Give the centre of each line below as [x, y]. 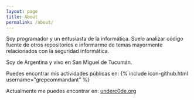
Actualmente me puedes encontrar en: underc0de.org [71, 91]
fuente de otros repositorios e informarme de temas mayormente [84, 45]
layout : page [22, 11]
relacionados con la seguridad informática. [58, 51]
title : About [22, 17]
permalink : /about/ [30, 22]
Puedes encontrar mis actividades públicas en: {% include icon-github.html [97, 74]
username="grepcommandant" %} [48, 80]
